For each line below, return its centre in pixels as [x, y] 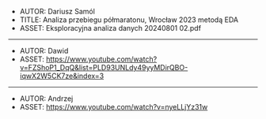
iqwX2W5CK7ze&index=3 [62, 76]
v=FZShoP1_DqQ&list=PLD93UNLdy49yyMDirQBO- [104, 67]
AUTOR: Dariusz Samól [57, 11]
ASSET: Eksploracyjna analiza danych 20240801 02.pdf [110, 28]
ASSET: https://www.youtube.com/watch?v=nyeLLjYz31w [114, 107]
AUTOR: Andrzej [46, 99]
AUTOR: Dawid [44, 51]
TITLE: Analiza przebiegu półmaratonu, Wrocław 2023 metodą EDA [129, 20]
